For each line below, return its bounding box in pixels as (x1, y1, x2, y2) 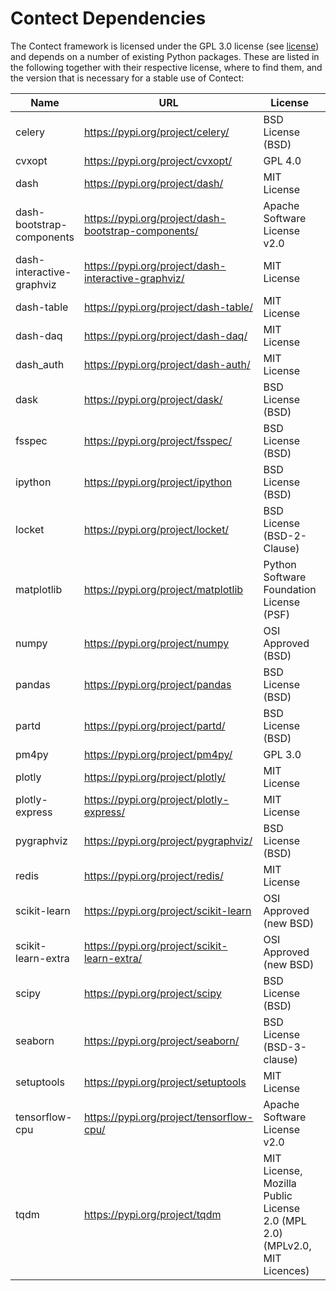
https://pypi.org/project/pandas (83, 677, 232, 691)
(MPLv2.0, (263, 1238, 312, 1252)
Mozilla (263, 1176, 297, 1190)
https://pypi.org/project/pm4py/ (83, 747, 233, 761)
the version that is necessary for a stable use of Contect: (10, 72, 245, 84)
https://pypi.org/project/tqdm (83, 1207, 222, 1221)
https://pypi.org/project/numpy (83, 636, 230, 650)
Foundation (263, 582, 317, 596)
